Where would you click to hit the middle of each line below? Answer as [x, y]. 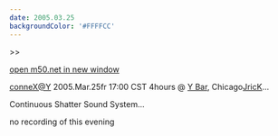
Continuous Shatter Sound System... [77, 104]
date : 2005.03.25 [42, 18]
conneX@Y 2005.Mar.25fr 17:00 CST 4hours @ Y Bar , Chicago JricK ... [139, 86]
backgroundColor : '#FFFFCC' [62, 26]
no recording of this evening [62, 122]
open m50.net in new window [64, 69]
